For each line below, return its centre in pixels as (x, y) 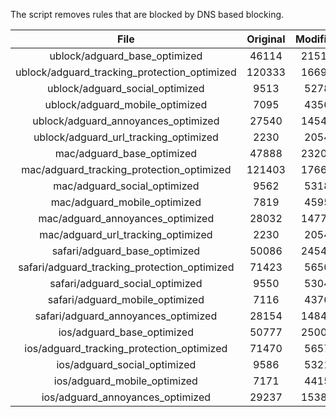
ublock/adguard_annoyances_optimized (126, 121)
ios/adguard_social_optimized (126, 364)
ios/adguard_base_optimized (126, 332)
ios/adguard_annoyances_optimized (126, 397)
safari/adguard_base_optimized (126, 251)
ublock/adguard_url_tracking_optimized (126, 137)
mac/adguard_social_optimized (126, 186)
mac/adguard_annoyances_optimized (126, 218)
